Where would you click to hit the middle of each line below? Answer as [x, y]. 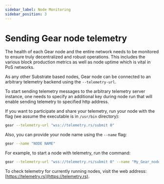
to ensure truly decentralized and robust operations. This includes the [75, 57]
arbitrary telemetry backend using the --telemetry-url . [61, 82]
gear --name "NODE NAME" [30, 144]
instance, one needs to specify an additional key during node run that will [79, 97]
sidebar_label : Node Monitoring [38, 10]
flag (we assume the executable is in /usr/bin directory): [62, 116]
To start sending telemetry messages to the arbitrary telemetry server [75, 91]
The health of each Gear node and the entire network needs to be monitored [82, 52]
